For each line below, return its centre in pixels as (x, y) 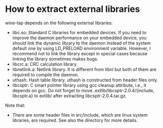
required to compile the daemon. (45, 74)
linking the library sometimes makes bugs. (55, 59)
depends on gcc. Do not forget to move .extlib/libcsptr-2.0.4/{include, (83, 90)
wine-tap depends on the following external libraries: (59, 23)
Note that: (15, 105)
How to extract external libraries (73, 9)
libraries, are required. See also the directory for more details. (75, 120)
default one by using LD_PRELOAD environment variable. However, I (81, 48)
